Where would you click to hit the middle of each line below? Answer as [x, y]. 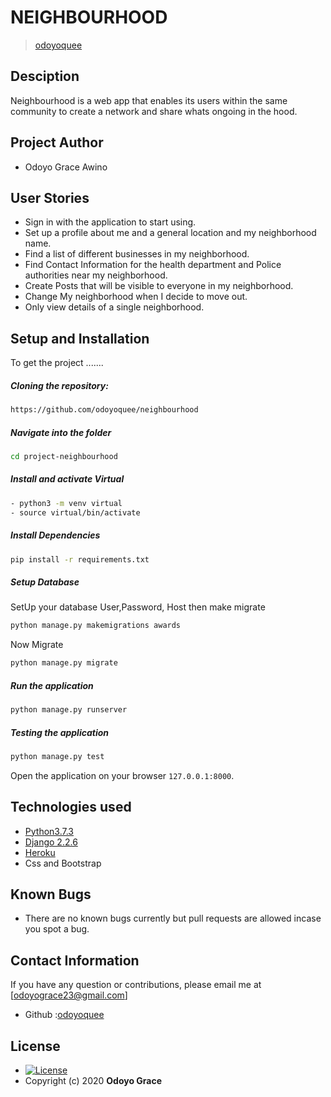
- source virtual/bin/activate [75, 512]
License [35, 1046]
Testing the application [60, 732]
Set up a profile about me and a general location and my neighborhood [170, 233]
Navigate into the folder [61, 432]
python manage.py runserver [69, 710]
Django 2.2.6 [51, 842]
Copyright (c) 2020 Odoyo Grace [93, 1081]
